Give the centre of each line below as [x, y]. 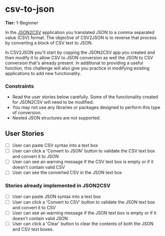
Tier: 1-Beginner [22, 23]
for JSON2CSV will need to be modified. [53, 102]
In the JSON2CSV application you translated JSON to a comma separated [80, 32]
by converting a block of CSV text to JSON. [49, 42]
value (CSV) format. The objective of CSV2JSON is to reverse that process [81, 38]
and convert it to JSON [35, 157]
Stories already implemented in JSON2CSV [58, 186]
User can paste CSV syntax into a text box [55, 145]
